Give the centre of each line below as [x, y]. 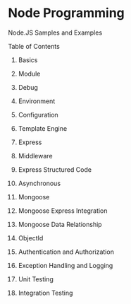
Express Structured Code [55, 169]
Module [29, 74]
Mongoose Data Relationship [60, 224]
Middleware [35, 156]
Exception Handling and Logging [65, 265]
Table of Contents [34, 46]
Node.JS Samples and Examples [55, 33]
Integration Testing [45, 293]
